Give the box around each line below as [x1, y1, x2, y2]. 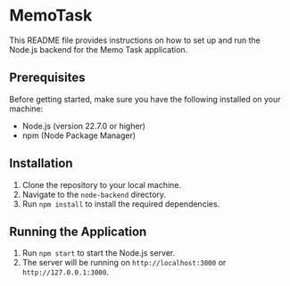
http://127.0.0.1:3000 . [21, 266, 110, 277]
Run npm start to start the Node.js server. [21, 248, 176, 258]
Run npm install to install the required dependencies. [21, 198, 220, 209]
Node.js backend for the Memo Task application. [9, 44, 188, 54]
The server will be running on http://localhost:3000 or [21, 257, 227, 268]
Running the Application [9, 224, 147, 239]
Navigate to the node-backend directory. [21, 189, 167, 200]
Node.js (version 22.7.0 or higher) [21, 120, 145, 131]
